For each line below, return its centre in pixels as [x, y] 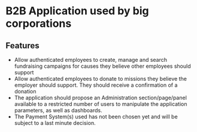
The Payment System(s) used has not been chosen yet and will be [96, 117]
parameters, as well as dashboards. [58, 110]
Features [22, 45]
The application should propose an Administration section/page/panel [100, 98]
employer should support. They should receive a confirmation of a [96, 85]
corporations [39, 23]
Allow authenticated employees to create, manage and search [91, 60]
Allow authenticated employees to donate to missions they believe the [100, 79]
